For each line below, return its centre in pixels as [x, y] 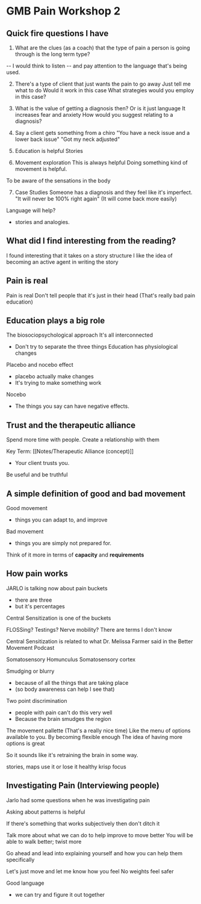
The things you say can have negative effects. [72, 406]
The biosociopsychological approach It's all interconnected [80, 335]
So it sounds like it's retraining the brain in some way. [72, 755]
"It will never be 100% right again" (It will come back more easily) [96, 199]
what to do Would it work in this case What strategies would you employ [104, 90]
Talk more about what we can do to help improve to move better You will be [100, 835]
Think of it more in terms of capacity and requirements [75, 555]
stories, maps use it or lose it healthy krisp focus [66, 767]
